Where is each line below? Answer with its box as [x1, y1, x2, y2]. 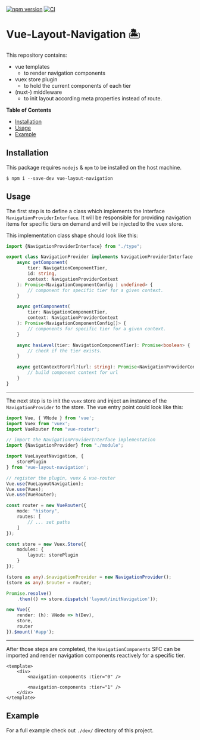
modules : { [17, 546, 44, 552]
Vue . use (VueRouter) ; [6, 492, 58, 498]
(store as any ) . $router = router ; [6, 579, 92, 585]
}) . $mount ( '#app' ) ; [6, 629, 55, 635]
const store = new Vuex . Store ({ [6, 541, 86, 547]
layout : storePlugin [27, 552, 79, 558]
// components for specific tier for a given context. [27, 326, 167, 331]
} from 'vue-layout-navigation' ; [6, 464, 89, 470]
